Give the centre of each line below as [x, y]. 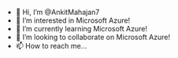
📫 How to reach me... [51, 46]
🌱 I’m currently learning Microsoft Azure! [82, 29]
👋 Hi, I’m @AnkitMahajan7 [57, 12]
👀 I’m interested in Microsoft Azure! [73, 20]
